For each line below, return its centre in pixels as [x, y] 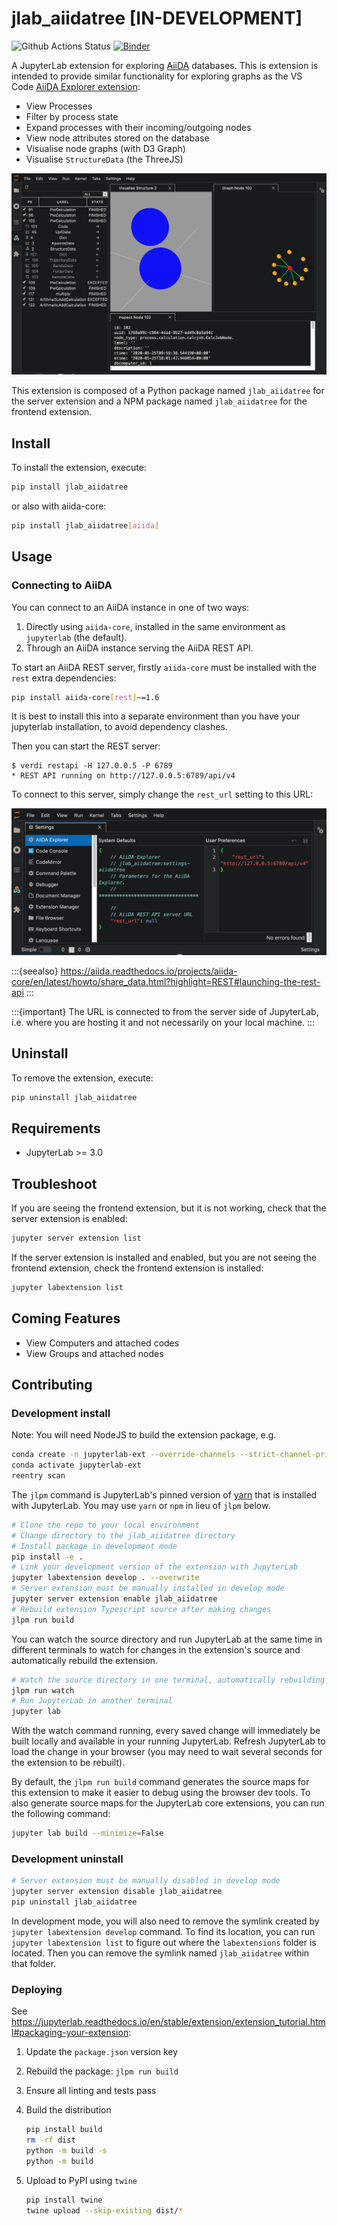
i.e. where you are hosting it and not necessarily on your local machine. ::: [163, 1022]
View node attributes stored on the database [117, 138]
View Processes [59, 106]
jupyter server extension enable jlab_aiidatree [114, 1599]
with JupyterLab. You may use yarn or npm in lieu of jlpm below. [141, 1505]
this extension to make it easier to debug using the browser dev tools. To [161, 1793]
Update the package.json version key [102, 2052]
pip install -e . [47, 1557]
